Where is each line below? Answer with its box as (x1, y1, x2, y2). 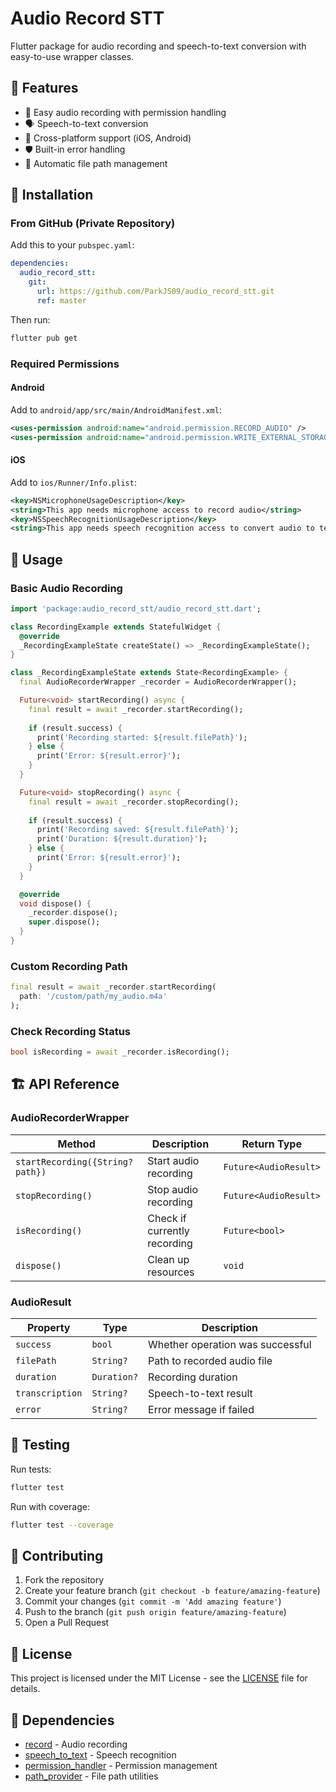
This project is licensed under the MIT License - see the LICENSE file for (10, 1672, 308, 1684)
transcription (15, 1388, 83, 1399)
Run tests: (10, 1463, 52, 1475)
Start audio (147, 1153, 200, 1167)
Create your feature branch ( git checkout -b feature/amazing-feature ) (24, 1585, 321, 1597)
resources (147, 1265, 195, 1279)
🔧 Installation (10, 187, 94, 204)
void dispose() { (19, 898, 92, 909)
